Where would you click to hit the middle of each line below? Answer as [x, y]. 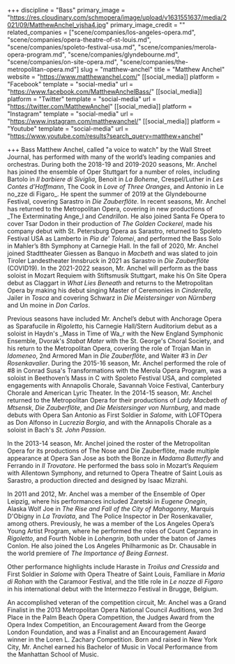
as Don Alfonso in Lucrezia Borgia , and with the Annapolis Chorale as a [109, 422]
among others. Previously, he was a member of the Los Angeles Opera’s [111, 523]
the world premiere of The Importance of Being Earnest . [88, 553]
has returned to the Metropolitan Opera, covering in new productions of [110, 209]
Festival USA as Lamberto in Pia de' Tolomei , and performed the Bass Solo [114, 239]
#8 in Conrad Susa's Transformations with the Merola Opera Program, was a [117, 370]
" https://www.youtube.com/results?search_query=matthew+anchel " [105, 136]
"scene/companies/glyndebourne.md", [123, 54]
